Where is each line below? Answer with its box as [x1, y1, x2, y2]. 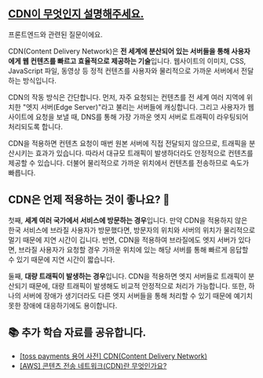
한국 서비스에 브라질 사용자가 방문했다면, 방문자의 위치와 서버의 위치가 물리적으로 [8, 225, 256, 234]
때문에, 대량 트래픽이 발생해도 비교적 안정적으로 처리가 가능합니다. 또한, [28, 281, 247, 290]
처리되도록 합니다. [8, 122, 64, 131]
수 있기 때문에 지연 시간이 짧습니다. [8, 254, 115, 264]
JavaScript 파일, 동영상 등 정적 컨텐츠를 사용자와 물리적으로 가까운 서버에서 [8, 66, 239, 75]
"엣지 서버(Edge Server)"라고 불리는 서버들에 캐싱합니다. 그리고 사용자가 [22, 102, 246, 111]
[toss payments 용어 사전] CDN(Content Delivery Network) [19, 351, 208, 361]
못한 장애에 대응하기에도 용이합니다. [8, 300, 118, 310]
